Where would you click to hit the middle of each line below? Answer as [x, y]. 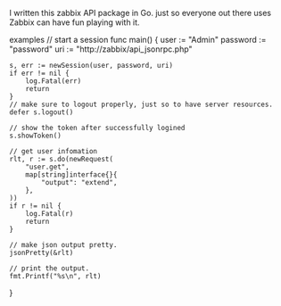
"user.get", [47, 167]
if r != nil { [36, 206]
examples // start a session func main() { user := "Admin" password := [138, 40]
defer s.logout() [41, 112]
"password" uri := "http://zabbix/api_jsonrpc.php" [101, 49]
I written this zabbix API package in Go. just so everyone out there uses [140, 13]
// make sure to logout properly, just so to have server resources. [141, 104]
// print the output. [50, 269]
